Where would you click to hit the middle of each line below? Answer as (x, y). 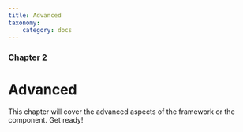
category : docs (47, 30)
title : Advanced (35, 15)
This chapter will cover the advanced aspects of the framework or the (121, 112)
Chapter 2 (28, 57)
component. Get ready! (46, 120)
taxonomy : (24, 23)
